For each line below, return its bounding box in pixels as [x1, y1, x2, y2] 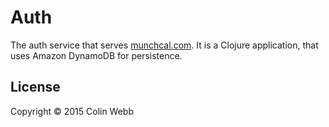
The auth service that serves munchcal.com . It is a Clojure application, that [10, 39, 319, 51]
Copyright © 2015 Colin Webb [10, 105, 135, 117]
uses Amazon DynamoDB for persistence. [10, 49, 183, 61]
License [10, 79, 61, 96]
